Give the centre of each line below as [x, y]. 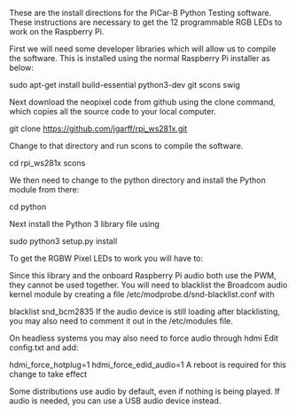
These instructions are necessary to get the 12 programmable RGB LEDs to [146, 22]
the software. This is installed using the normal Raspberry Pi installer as [140, 58]
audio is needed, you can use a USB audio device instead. [115, 401]
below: [21, 67]
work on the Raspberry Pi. [57, 31]
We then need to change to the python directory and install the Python [137, 180]
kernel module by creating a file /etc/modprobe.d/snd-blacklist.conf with [142, 294]
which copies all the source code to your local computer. [113, 111]
